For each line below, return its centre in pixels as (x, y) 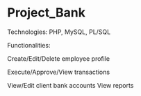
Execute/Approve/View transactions (58, 72)
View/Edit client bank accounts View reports (70, 85)
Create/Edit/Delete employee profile (58, 58)
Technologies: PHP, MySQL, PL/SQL (59, 32)
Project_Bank (46, 13)
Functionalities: (29, 45)
